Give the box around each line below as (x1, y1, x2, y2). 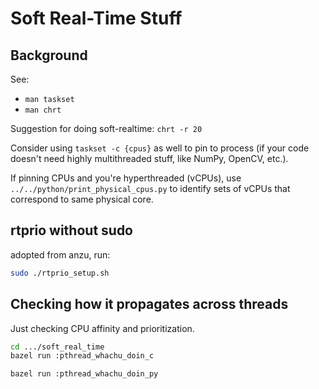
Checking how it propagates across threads (10, 296, 289, 313)
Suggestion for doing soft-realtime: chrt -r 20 (10, 123, 203, 134)
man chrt (24, 105, 62, 115)
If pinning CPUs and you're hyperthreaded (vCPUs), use (10, 172, 242, 184)
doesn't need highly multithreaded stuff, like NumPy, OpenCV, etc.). (10, 153, 289, 164)
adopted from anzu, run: (10, 248, 111, 261)
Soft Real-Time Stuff (10, 7, 183, 30)
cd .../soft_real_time (10, 342, 105, 352)
